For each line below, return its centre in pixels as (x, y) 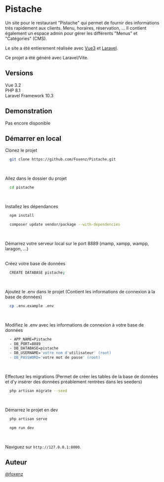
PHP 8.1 (13, 90)
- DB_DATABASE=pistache (34, 348)
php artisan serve (29, 419)
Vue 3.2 (13, 85)
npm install (22, 216)
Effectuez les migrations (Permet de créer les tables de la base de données (82, 377)
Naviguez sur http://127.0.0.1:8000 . (43, 447)
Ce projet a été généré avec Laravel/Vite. (47, 57)
